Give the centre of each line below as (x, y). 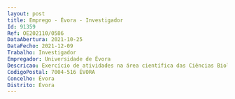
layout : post (26, 14)
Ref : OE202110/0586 (36, 33)
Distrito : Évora (31, 85)
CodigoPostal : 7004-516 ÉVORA (51, 72)
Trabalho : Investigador (42, 53)
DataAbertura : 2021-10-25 (45, 40)
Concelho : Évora (31, 78)
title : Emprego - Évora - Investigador (65, 20)
